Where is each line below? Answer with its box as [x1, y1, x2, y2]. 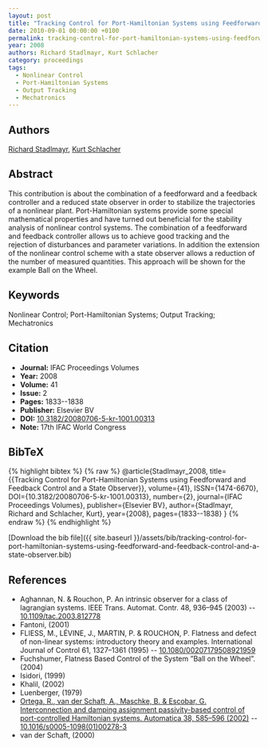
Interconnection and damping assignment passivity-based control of [19, 705, 246, 714]
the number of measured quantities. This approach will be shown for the [8, 257, 246, 266]
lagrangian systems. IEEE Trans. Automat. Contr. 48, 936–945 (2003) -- [19, 603, 256, 613]
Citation [8, 342, 49, 355]
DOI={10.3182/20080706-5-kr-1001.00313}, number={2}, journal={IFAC [8, 492, 243, 502]
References [8, 573, 67, 586]
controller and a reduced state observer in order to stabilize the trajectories [8, 197, 255, 206]
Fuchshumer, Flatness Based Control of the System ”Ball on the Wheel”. [19, 654, 256, 664]
